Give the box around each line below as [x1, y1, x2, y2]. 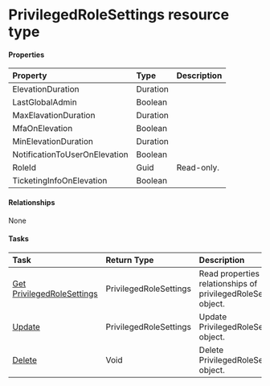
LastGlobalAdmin [12, 96, 78, 108]
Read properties [198, 268, 260, 279]
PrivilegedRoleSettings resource [8, 6, 230, 24]
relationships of [198, 277, 258, 289]
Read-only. [176, 162, 219, 174]
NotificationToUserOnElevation [12, 149, 129, 160]
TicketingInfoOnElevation [12, 175, 108, 187]
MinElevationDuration [12, 136, 94, 147]
